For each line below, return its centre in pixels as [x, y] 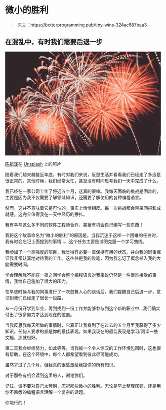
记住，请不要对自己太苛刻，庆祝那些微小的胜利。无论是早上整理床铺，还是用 [83, 386]
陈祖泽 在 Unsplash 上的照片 [33, 164]
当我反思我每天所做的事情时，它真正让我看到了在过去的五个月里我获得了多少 [83, 325]
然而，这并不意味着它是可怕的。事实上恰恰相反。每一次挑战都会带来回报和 [81, 208]
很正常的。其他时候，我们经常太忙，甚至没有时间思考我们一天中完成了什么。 [83, 181]
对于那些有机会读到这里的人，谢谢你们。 [46, 375]
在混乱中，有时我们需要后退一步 [54, 42]
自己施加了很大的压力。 [46, 281]
